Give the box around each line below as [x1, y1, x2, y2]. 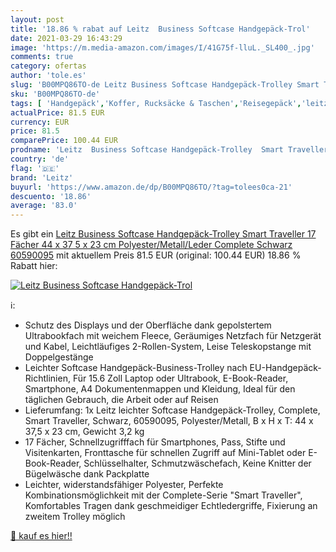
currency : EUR [10, 117, 70, 127]
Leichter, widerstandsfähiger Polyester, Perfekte [24, 479, 224, 491]
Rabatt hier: [10, 260, 58, 272]
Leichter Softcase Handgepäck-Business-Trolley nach [24, 362, 248, 374]
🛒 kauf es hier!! [10, 530, 73, 542]
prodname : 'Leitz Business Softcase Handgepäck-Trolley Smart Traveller [10, 145, 329, 155]
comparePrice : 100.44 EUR [10, 136, 118, 146]
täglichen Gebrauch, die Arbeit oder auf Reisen [24, 394, 219, 406]
